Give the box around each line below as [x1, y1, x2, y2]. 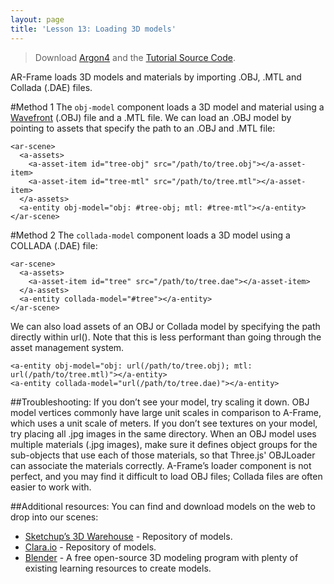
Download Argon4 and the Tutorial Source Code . [34, 51, 236, 63]
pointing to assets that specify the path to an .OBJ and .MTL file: [10, 122, 276, 134]
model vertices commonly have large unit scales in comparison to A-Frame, [10, 406, 322, 418]
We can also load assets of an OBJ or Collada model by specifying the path [10, 320, 321, 332]
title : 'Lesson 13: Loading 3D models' [10, 24, 177, 34]
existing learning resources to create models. [24, 562, 212, 574]
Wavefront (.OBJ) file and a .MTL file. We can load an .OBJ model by [10, 111, 292, 123]
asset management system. [10, 341, 125, 353]
